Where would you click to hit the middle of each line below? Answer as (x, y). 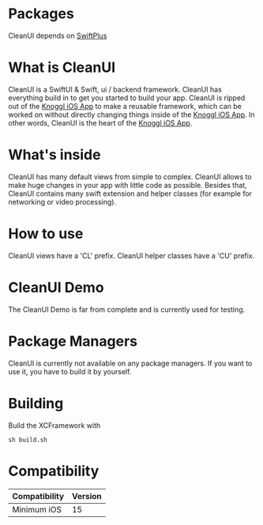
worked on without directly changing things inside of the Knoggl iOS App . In (131, 114)
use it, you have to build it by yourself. (70, 371)
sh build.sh (28, 440)
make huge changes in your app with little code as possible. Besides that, (128, 185)
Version (87, 496)
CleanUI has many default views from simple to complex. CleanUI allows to (130, 176)
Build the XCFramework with (54, 425)
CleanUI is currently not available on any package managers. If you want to (130, 363)
